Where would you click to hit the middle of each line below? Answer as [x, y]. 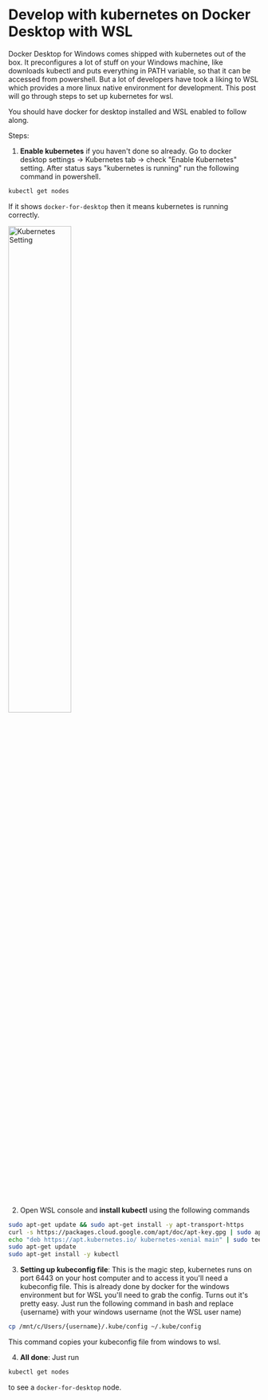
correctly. [24, 215]
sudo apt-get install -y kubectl [64, 1255]
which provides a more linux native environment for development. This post [132, 87]
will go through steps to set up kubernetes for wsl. [91, 96]
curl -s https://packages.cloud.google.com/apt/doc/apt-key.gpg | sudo [130, 1232]
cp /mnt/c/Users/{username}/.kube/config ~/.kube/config [105, 1327]
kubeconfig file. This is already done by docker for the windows [124, 1287]
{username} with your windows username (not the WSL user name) [130, 1312]
